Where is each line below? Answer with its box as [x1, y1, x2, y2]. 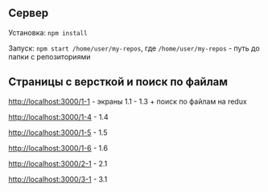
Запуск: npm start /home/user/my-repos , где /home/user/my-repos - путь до [8, 43, 260, 53]
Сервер [8, 6, 49, 20]
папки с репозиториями [8, 51, 91, 61]
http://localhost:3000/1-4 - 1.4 [8, 112, 109, 121]
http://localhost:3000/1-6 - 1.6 [8, 143, 109, 153]
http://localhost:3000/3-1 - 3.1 [8, 174, 108, 184]
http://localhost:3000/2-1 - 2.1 [8, 158, 108, 168]
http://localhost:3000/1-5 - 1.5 [8, 128, 108, 137]
